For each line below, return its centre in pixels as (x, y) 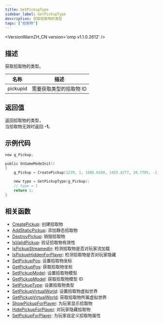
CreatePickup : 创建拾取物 (37, 224)
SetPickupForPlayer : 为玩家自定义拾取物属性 (56, 315)
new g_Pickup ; (19, 155)
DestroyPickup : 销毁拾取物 (39, 236)
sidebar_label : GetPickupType (36, 14)
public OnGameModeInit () (30, 164)
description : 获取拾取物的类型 (34, 19)
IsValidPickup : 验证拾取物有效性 (44, 242)
